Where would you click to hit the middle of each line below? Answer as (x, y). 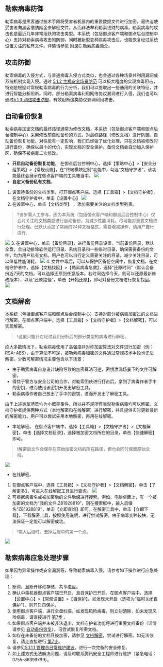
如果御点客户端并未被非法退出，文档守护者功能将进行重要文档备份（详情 (84, 623)
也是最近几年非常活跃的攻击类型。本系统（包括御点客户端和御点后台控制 (81, 34)
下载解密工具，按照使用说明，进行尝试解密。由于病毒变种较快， (86, 515)
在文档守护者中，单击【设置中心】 (46, 198)
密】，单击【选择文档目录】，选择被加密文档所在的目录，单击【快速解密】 (84, 433)
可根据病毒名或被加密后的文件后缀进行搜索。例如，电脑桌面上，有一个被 (84, 497)
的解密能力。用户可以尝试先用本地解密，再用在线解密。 (60, 416)
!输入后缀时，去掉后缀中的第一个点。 (54, 532)
